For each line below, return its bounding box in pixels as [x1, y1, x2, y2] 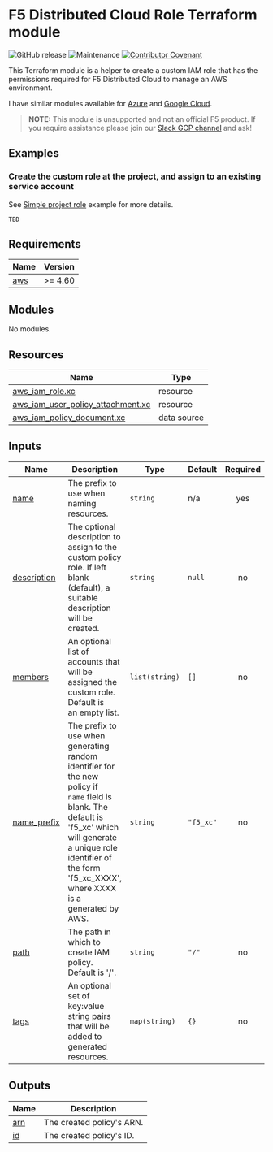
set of [67, 990, 90, 1001]
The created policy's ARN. [43, 1116, 144, 1128]
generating [67, 740, 110, 751]
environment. [8, 83, 53, 93]
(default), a [67, 582, 110, 593]
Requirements [8, 237, 81, 251]
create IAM [67, 946, 110, 958]
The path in [67, 926, 111, 938]
